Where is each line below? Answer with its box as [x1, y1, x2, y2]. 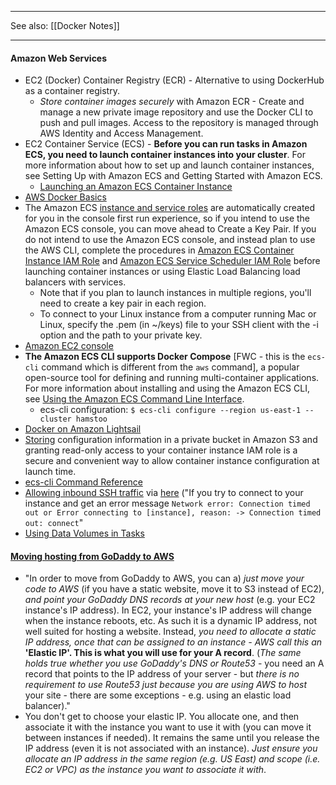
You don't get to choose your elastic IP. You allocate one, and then [24, 711, 300, 723]
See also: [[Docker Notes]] [10, 20, 120, 31]
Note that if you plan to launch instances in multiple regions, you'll [39, 287, 312, 299]
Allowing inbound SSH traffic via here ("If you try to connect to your [24, 487, 304, 499]
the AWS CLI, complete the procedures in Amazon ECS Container [24, 244, 295, 256]
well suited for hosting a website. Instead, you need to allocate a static [24, 626, 317, 638]
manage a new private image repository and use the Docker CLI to [39, 106, 314, 118]
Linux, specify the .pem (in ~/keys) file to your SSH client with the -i [39, 319, 319, 331]
